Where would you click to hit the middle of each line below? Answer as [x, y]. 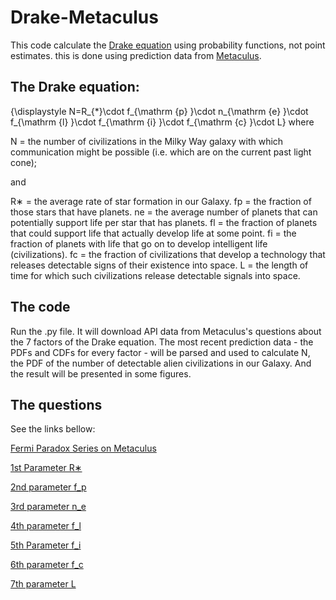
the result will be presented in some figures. [101, 373]
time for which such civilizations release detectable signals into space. [155, 275]
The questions [56, 404]
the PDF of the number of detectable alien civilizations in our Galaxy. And [161, 363]
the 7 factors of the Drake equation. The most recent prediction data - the [162, 342]
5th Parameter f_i [46, 545]
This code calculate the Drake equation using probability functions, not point [168, 45]
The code [40, 307]
